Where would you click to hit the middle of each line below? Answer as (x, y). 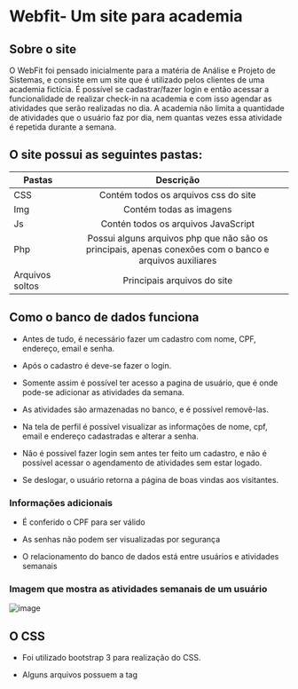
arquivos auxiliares (178, 260)
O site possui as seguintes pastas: (106, 155)
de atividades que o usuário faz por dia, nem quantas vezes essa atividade (145, 118)
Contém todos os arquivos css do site (177, 194)
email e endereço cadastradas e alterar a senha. (110, 436)
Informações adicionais (61, 503)
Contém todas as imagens (178, 209)
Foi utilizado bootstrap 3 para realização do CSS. (111, 658)
